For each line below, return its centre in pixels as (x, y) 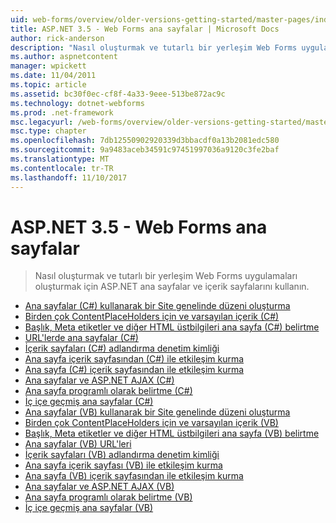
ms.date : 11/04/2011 (53, 76)
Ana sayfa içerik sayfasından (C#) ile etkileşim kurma (134, 359)
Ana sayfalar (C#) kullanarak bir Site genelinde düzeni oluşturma (157, 306)
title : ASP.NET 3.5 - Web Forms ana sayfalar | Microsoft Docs (145, 29)
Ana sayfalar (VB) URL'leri (78, 444)
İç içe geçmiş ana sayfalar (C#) (89, 402)
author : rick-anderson (57, 38)
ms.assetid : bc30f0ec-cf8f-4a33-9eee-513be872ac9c (118, 94)
